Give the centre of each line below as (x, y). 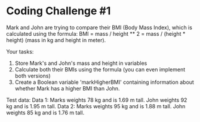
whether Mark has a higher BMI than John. (67, 88)
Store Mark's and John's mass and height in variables (81, 63)
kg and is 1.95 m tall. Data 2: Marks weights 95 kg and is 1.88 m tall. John (96, 106)
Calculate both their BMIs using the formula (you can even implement (100, 69)
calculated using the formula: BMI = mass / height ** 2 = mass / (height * (96, 33)
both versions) (33, 76)
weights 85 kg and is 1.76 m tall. (45, 112)
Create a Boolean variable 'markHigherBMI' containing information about (104, 82)
